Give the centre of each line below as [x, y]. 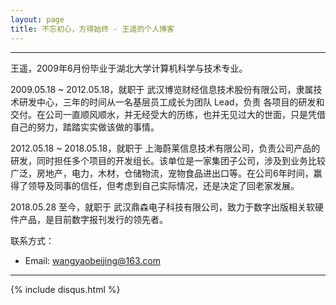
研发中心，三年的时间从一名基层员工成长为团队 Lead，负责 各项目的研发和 [171, 102]
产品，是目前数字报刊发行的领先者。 [93, 219]
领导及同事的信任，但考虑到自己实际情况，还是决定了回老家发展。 [163, 185]
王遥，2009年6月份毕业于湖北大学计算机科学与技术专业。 [129, 68]
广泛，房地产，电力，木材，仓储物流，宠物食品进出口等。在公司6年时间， [162, 173]
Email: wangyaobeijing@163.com [93, 260]
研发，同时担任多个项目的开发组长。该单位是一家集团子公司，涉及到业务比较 [168, 160]
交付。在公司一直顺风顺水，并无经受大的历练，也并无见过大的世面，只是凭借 [168, 114]
